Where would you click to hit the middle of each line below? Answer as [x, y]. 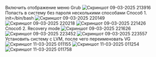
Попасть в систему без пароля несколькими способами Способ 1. [76, 13]
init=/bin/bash [19, 18]
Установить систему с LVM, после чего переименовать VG [68, 39]
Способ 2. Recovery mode [33, 28]
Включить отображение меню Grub [43, 8]
